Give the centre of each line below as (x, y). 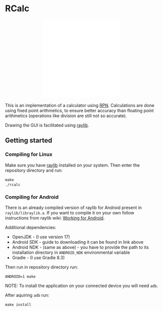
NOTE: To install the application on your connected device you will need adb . (81, 286)
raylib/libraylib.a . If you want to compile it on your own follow (70, 212)
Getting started (29, 140)
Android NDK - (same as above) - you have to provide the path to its (81, 247)
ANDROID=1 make (20, 276)
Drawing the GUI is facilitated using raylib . (47, 125)
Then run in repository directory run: (42, 267)
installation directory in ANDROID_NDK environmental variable (71, 252)
